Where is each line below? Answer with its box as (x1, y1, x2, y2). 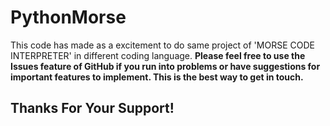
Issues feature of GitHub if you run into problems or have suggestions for (10, 60, 321, 72)
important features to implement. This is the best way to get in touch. (10, 71, 304, 83)
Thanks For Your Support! (10, 100, 175, 117)
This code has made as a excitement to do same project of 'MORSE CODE (10, 39, 315, 51)
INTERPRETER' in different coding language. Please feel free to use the (10, 49, 306, 61)
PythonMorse (10, 6, 127, 29)
